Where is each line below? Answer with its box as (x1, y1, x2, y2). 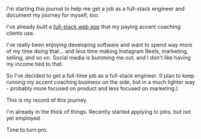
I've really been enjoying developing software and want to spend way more (6, 42, 193, 48)
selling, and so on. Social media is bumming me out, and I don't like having (6, 54, 191, 61)
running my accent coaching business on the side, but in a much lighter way (6, 78, 196, 85)
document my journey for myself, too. (6, 11, 99, 19)
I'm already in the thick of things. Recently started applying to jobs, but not (6, 108, 191, 115)
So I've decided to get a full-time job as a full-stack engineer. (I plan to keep (6, 72, 194, 79)
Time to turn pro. (6, 126, 48, 133)
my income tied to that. (6, 60, 64, 67)
